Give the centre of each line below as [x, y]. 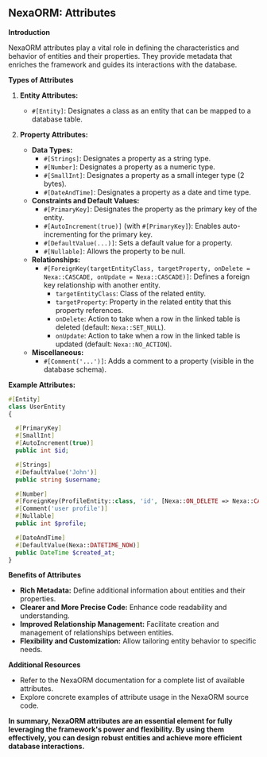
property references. [89, 310]
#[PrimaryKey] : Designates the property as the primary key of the [150, 209]
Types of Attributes [41, 79]
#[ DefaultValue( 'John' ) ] [56, 472]
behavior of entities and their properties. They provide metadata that [120, 56]
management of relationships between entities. [97, 633]
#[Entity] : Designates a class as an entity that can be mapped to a [141, 110]
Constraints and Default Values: [85, 200]
